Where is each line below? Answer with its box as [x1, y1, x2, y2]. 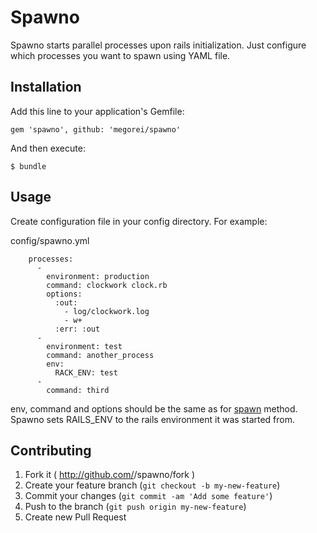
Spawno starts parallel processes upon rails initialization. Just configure [10, 39, 307, 51]
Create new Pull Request [24, 511, 127, 523]
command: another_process [46, 350, 155, 360]
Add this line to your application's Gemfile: [10, 105, 185, 117]
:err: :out [54, 324, 101, 334]
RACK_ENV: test [54, 367, 118, 378]
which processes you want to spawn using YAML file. [10, 49, 231, 61]
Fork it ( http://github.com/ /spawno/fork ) [24, 469, 196, 481]
